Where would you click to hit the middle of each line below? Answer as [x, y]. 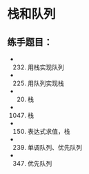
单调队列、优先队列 [55, 147]
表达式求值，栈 [49, 131]
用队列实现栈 [46, 83]
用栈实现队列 [46, 67]
